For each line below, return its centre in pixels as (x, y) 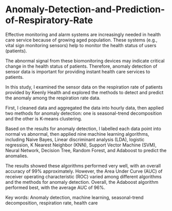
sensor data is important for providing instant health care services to (78, 71)
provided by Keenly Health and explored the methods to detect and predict (84, 92)
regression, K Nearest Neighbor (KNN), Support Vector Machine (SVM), (81, 145)
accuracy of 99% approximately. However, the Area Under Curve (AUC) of (84, 171)
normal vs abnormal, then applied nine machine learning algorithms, (77, 134)
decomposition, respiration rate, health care (52, 203)
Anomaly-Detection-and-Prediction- (85, 9)
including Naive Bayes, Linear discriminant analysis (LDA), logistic (75, 139)
